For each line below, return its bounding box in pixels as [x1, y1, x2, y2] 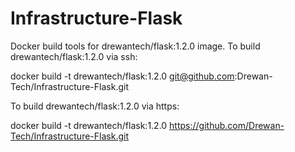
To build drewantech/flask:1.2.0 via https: [10, 100, 180, 112]
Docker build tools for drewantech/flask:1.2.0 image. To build [10, 40, 261, 52]
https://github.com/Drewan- [169, 119, 285, 131]
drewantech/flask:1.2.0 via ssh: [10, 50, 138, 62]
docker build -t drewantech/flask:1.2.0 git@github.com [10, 70, 235, 82]
